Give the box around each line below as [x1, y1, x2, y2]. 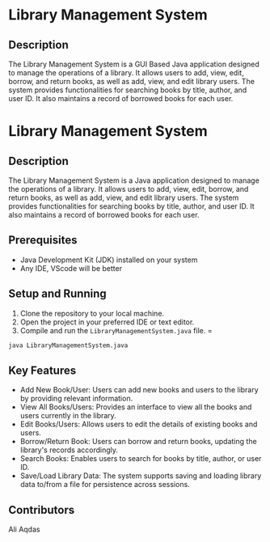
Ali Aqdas [8, 524, 40, 535]
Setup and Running [8, 287, 107, 301]
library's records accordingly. [19, 445, 119, 455]
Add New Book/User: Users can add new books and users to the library [19, 385, 259, 395]
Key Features [8, 363, 77, 377]
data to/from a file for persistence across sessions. [19, 480, 190, 489]
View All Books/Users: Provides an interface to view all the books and [19, 402, 252, 412]
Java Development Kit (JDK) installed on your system [19, 255, 198, 265]
